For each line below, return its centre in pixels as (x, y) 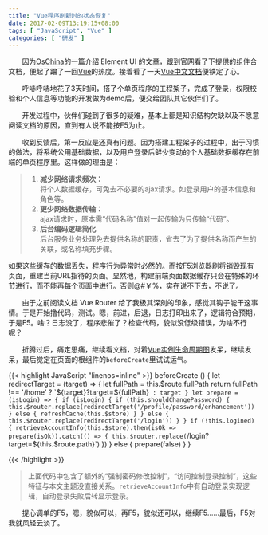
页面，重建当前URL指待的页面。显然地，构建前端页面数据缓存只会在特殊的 (130, 276)
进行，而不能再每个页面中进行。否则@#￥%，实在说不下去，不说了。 (129, 286)
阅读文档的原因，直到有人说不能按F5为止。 (79, 125)
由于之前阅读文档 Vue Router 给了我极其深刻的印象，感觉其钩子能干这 (136, 303)
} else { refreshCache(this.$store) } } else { (89, 414)
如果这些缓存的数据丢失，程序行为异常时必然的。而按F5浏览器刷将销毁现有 (131, 266)
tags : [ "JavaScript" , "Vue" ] (60, 30)
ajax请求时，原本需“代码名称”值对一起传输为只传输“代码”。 (136, 219)
